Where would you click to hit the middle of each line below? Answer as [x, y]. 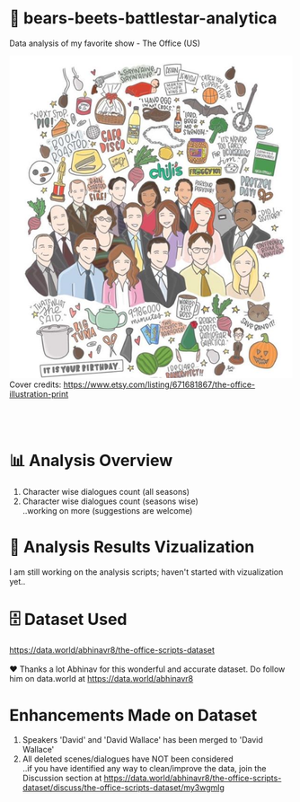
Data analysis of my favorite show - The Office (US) [105, 43]
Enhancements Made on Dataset [133, 715]
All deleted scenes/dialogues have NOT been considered [128, 759]
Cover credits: [35, 384]
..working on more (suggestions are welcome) [107, 510]
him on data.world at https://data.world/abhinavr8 [101, 679]
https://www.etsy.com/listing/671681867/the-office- [159, 384]
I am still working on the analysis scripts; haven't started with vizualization [146, 572]
